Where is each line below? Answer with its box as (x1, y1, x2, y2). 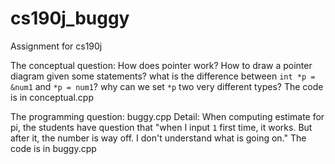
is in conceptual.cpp (10, 91, 94, 103)
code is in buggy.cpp (10, 142, 97, 154)
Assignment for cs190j (10, 40, 103, 52)
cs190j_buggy (10, 7, 130, 30)
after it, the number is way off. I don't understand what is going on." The (10, 132, 307, 144)
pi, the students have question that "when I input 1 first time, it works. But (10, 121, 313, 133)
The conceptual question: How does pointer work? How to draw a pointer (10, 59, 313, 71)
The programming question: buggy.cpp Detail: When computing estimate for (10, 110, 325, 122)
